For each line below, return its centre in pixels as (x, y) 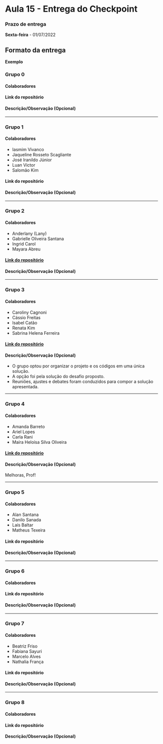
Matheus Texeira (29, 530)
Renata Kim (24, 328)
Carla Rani (22, 437)
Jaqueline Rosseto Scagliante (41, 154)
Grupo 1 (14, 127)
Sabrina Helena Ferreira (36, 333)
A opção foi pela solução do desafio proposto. (58, 377)
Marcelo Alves (26, 656)
